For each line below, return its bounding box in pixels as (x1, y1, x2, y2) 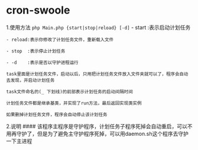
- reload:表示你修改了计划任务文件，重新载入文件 (6, 37, 114, 43)
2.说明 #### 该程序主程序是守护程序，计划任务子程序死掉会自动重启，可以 (6, 122, 187, 130)
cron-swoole (6, 4, 70, 17)
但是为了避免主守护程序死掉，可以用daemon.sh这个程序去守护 (37, 130, 189, 137)
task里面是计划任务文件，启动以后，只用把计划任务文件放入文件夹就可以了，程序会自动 (6, 71, 189, 77)
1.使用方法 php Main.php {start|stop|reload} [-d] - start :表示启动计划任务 (6, 24, 191, 31)
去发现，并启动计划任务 (6, 77, 55, 83)
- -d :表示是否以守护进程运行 (6, 60, 79, 66)
